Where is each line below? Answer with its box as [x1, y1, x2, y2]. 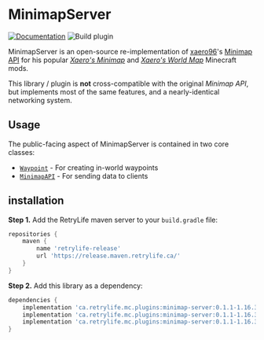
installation [8, 194, 64, 208]
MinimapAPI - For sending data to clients [19, 171, 148, 180]
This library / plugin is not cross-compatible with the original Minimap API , [8, 79, 249, 88]
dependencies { [8, 296, 58, 304]
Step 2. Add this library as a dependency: [8, 281, 143, 290]
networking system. [8, 95, 72, 105]
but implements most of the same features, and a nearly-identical [8, 87, 220, 96]
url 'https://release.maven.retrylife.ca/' [36, 252, 181, 261]
